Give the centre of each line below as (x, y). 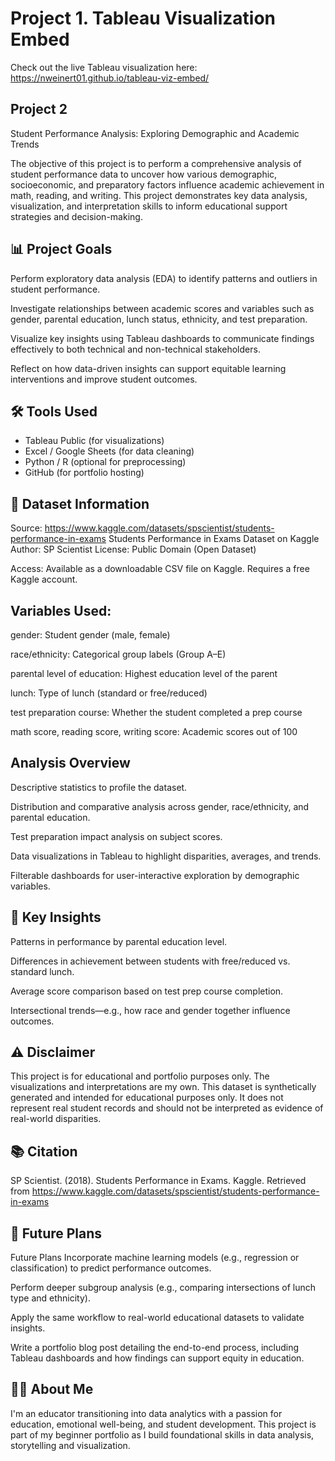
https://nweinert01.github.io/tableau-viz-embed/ (110, 78)
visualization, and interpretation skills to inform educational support (149, 206)
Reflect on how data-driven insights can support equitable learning (148, 368)
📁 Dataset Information (80, 503)
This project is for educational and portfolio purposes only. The (140, 1076)
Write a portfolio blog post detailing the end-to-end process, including (155, 1348)
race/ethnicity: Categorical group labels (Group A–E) (118, 654)
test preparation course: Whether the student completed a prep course (156, 712)
